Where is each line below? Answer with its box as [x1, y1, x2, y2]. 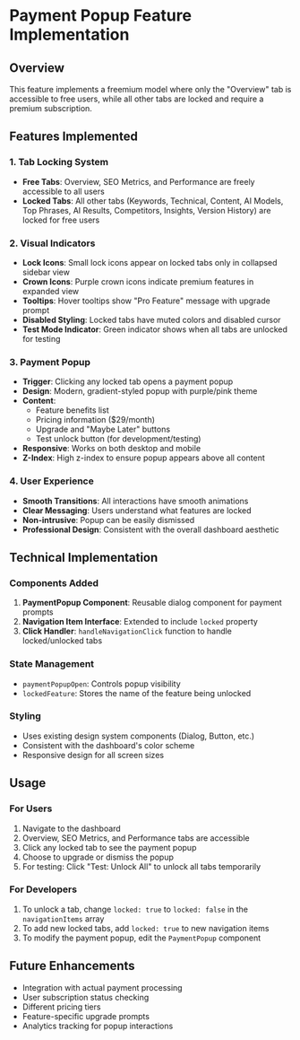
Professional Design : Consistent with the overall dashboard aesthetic [21, 524, 279, 535]
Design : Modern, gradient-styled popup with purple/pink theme [21, 386, 258, 397]
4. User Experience [9, 475, 94, 487]
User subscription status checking [21, 992, 150, 1002]
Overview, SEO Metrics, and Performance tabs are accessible [21, 832, 250, 843]
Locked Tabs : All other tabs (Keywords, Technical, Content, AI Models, [21, 195, 284, 206]
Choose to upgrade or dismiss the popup [21, 852, 175, 862]
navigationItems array [21, 913, 105, 924]
